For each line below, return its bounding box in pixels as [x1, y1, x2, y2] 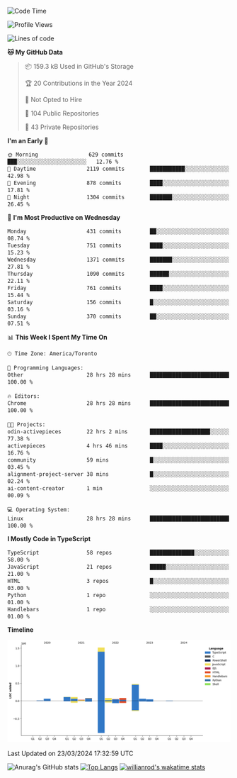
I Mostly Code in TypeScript [7, 535, 91, 543]
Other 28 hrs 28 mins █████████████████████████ [7, 372, 230, 379]
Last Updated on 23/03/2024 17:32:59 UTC [7, 749, 134, 758]
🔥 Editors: [7, 393, 40, 400]
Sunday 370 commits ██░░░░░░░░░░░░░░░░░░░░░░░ [7, 313, 230, 320]
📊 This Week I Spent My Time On [7, 333, 108, 341]
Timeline [7, 626, 34, 634]
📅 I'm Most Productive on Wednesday [7, 213, 120, 221]
